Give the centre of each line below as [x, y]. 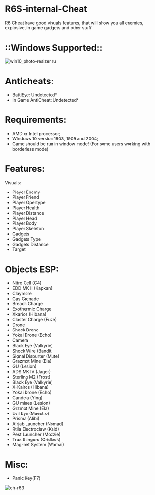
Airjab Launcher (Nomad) [38, 424]
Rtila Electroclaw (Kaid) [36, 429]
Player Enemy [26, 192]
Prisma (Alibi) [26, 418]
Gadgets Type [26, 239]
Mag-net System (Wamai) [38, 444]
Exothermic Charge [32, 309]
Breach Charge [27, 303]
